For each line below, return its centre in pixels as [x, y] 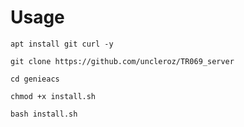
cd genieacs [35, 79]
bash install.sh [44, 114]
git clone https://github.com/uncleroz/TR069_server [122, 61]
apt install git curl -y [62, 44]
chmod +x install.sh [53, 96]
